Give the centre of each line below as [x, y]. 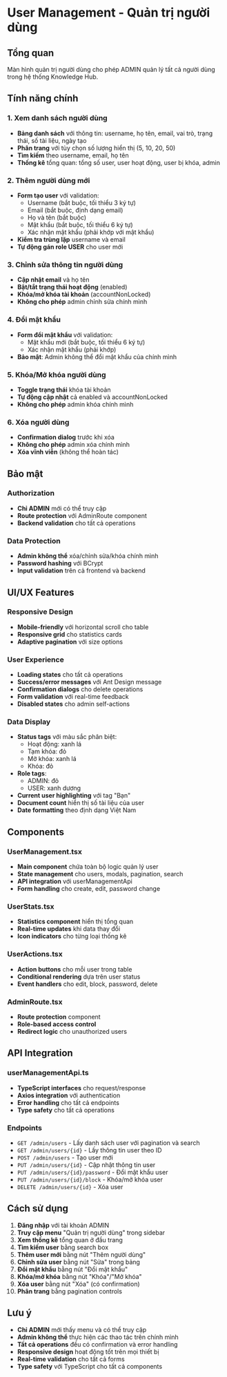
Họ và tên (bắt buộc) [57, 217]
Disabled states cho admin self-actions [73, 704]
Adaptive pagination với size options [70, 642]
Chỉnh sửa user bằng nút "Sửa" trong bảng [78, 1262]
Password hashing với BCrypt [60, 564]
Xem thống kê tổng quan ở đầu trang [70, 1240]
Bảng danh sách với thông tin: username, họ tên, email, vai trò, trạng [115, 133]
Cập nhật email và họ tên [53, 280]
